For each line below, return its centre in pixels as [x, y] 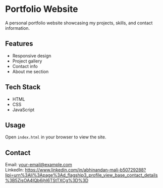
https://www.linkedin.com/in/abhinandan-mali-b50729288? [85, 170]
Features [19, 44]
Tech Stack [23, 87]
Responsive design [32, 56]
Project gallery [27, 61]
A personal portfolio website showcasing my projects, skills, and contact [79, 23]
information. [18, 28]
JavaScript [23, 110]
